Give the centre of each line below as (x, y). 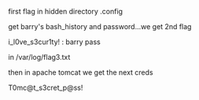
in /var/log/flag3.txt (39, 57)
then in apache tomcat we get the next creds (81, 72)
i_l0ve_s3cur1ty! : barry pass (54, 42)
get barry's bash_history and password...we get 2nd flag (100, 26)
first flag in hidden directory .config (66, 11)
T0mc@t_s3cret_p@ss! (46, 87)
